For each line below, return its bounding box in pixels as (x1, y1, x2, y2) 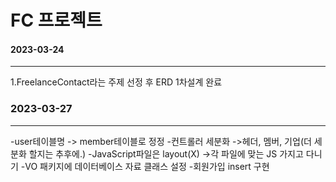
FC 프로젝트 (10, 9, 103, 32)
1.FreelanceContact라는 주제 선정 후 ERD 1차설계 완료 (10, 76, 223, 88)
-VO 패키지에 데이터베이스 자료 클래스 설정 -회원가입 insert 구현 (20, 160, 270, 172)
